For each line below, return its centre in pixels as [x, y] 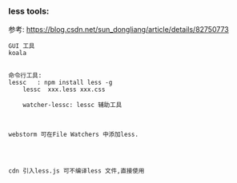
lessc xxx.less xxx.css [64, 90]
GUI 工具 [22, 46]
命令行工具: [25, 76]
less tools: [29, 11]
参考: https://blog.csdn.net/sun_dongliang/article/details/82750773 [119, 30]
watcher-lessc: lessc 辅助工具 [72, 105]
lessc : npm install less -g [60, 83]
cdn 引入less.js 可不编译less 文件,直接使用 [76, 171]
